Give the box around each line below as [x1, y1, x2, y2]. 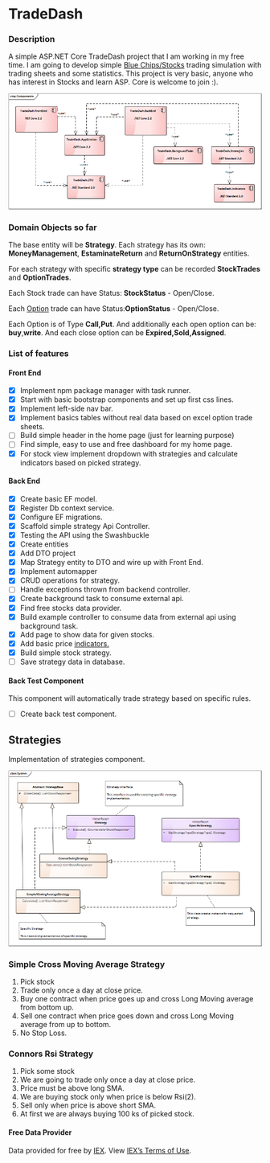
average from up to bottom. [19, 1020, 112, 1030]
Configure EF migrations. [19, 512, 103, 522]
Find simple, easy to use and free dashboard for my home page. [19, 440, 233, 449]
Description [8, 34, 55, 45]
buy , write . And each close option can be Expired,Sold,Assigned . [8, 328, 227, 338]
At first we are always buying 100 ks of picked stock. [19, 1109, 194, 1119]
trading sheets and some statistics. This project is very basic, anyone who [8, 69, 254, 79]
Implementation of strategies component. [8, 754, 145, 764]
